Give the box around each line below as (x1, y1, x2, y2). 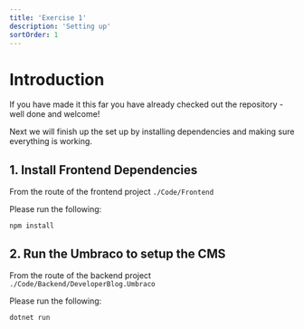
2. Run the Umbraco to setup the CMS (9, 246, 226, 261)
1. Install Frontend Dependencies (9, 162, 198, 178)
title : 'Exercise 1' (9, 13, 88, 23)
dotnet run (9, 313, 51, 322)
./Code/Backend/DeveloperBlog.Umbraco (9, 279, 156, 288)
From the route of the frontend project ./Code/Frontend (9, 187, 214, 198)
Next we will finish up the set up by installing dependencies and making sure (9, 126, 295, 137)
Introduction (9, 69, 105, 90)
